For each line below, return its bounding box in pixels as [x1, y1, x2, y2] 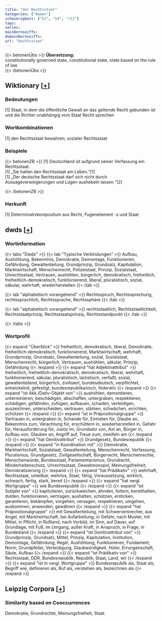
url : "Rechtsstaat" [5, 39, 45, 44]
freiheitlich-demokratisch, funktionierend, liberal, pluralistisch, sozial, [5, 277, 143, 283]
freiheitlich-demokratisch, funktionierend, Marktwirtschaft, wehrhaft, [5, 349, 142, 355]
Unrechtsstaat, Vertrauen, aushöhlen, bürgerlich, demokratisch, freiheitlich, [5, 272, 156, 278]
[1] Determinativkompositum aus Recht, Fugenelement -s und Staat [5, 212, 139, 217]
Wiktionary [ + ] [5, 82, 50, 90]
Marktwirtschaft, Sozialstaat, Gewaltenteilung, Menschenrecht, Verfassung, [5, 447, 156, 453]
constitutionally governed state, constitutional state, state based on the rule [5, 57, 156, 63]
